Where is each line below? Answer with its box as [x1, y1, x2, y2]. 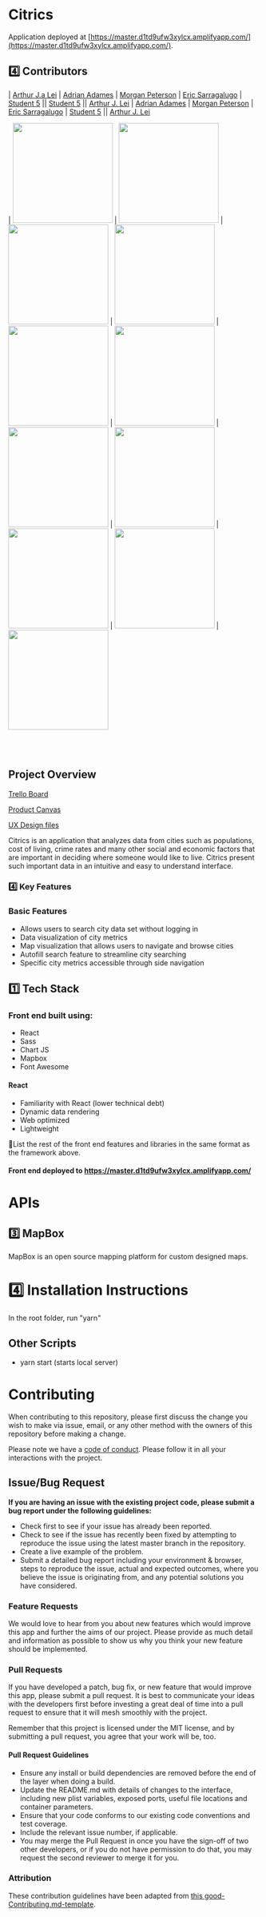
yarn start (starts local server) [19, 1358, 118, 1367]
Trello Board [8, 789, 49, 798]
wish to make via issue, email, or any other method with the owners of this [8, 1420, 253, 1430]
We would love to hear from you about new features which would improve [8, 1619, 252, 1629]
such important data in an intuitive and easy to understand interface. [8, 861, 234, 870]
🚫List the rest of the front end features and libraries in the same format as [8, 1139, 250, 1148]
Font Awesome [19, 1062, 69, 1072]
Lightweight [19, 1124, 59, 1133]
